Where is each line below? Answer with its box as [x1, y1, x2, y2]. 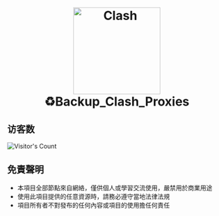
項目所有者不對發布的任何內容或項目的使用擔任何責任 [17, 201, 170, 209]
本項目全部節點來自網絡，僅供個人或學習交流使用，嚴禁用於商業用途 [17, 183, 213, 192]
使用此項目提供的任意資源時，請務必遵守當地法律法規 [17, 192, 170, 201]
